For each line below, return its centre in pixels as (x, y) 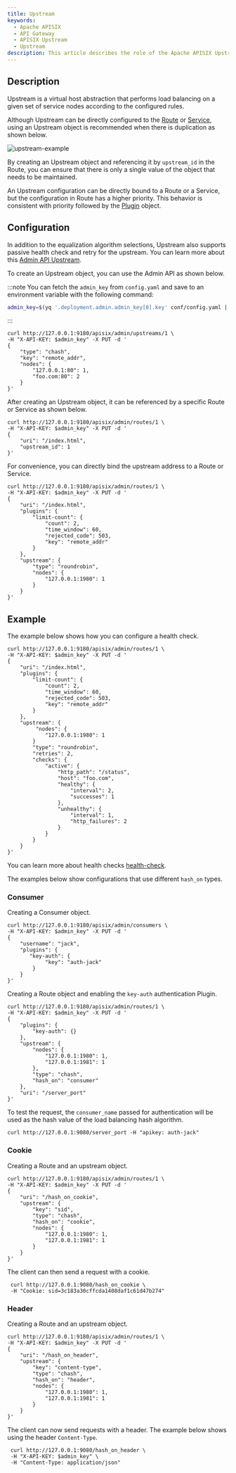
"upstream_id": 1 (45, 447)
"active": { (62, 766)
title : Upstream (31, 14)
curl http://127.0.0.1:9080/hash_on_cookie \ (78, 1285)
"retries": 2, (53, 754)
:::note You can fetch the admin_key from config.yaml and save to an (106, 287)
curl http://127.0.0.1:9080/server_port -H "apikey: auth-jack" (103, 1133)
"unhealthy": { (79, 809)
